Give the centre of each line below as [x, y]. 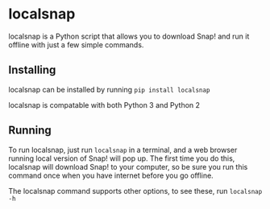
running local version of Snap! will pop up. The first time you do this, [122, 158]
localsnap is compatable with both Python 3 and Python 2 [104, 104]
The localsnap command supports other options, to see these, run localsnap [135, 191]
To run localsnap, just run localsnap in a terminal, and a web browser [123, 150]
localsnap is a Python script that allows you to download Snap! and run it [129, 36]
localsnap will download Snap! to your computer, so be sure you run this [128, 166]
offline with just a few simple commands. [76, 44]
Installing [32, 70]
